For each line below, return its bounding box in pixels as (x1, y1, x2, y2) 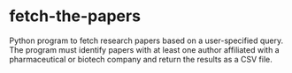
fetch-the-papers (9, 6, 142, 26)
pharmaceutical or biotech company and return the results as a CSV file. (9, 54, 273, 64)
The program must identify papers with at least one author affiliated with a (9, 44, 280, 55)
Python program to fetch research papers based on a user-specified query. (9, 35, 284, 46)
